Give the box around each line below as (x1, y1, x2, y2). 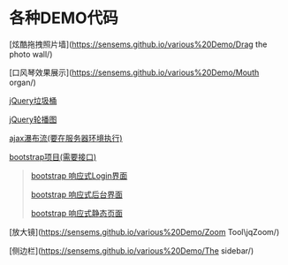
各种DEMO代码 (9, 8, 118, 28)
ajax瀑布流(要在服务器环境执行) (9, 132, 123, 143)
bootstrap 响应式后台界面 (30, 189, 124, 200)
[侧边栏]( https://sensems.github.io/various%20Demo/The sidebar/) (9, 245, 254, 256)
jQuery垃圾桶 (9, 95, 57, 106)
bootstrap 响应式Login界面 (30, 170, 128, 181)
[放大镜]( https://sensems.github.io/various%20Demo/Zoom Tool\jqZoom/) (9, 226, 280, 237)
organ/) (9, 77, 37, 87)
